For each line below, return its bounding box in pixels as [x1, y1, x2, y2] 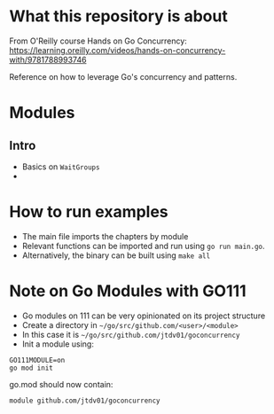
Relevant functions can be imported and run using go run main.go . [21, 240, 265, 251]
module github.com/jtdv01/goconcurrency [9, 396, 161, 405]
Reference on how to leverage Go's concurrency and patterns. [9, 71, 238, 82]
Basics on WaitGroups [21, 161, 100, 172]
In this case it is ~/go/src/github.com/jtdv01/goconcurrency [21, 329, 240, 340]
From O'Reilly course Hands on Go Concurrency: [9, 35, 188, 46]
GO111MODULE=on [9, 355, 66, 364]
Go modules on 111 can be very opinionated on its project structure [21, 310, 266, 321]
